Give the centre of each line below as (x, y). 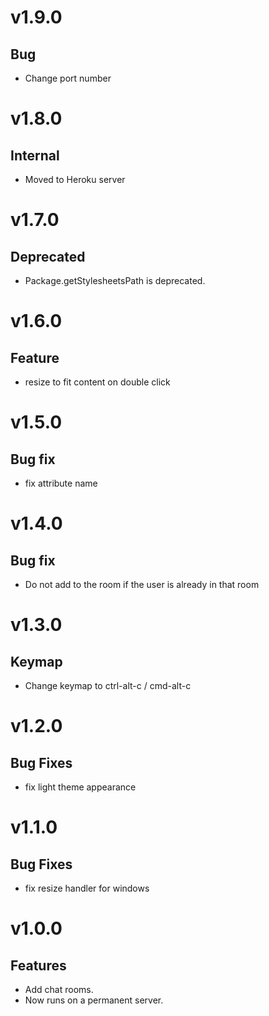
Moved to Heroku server (75, 179)
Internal (35, 155)
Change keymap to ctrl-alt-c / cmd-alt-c (108, 685)
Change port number (68, 78)
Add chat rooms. (59, 989)
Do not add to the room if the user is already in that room (142, 584)
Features (38, 965)
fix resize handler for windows (87, 888)
